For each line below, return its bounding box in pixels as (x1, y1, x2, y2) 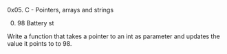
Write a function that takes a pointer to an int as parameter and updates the (7, 32, 220, 40)
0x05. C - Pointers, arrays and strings (7, 6, 114, 14)
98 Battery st (17, 19, 54, 27)
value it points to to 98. (7, 40, 72, 47)
